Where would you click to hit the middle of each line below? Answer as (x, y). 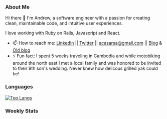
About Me (18, 7)
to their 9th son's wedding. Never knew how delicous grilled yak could (85, 68)
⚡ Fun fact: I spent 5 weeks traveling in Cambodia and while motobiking (86, 56)
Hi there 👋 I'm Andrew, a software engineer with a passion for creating (78, 18)
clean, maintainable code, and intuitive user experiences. (64, 23)
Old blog (21, 50)
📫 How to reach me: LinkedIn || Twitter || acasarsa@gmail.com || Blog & (87, 43)
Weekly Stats (22, 110)
